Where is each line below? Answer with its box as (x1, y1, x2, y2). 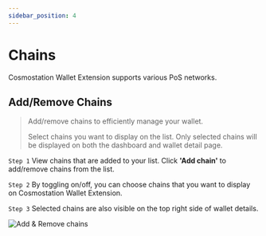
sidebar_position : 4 (8, 11, 77, 20)
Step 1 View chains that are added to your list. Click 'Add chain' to (8, 156, 227, 166)
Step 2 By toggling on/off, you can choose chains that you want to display (8, 180, 251, 190)
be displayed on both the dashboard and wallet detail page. (27, 140, 223, 150)
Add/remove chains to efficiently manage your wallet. (27, 116, 204, 126)
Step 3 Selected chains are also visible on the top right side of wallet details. (8, 204, 259, 214)
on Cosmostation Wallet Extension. (8, 188, 123, 198)
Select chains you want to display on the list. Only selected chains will (27, 132, 257, 142)
